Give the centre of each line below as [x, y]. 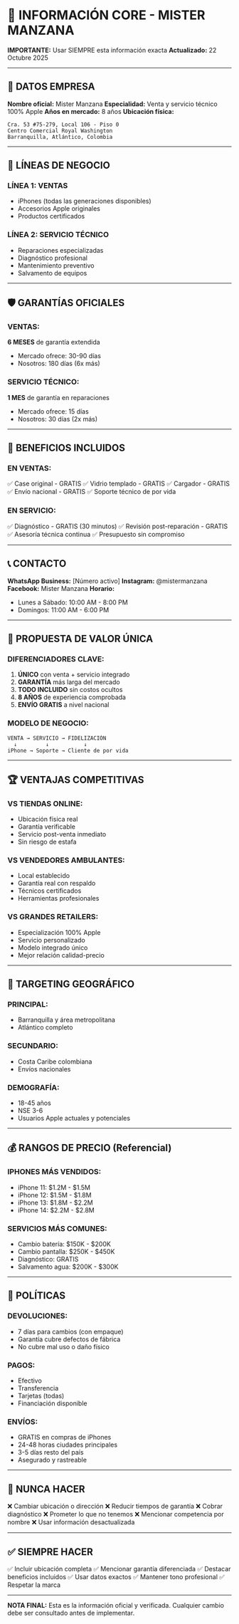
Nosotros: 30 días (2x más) [58, 419]
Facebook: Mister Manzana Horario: [61, 588]
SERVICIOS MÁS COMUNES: [58, 1228]
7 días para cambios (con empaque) [70, 1331]
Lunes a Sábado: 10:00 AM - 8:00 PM [73, 602]
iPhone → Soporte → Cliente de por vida [68, 750]
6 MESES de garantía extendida [54, 342]
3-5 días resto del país [51, 1452]
